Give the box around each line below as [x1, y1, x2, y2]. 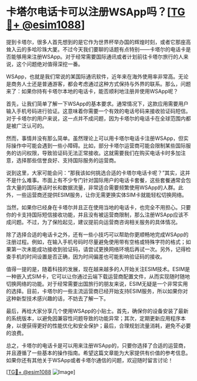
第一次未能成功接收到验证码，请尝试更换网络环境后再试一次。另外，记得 [11, 245, 186, 253]
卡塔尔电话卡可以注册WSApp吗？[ [6, 5, 171, 19]
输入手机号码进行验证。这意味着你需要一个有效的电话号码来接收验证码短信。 [6, 107, 191, 115]
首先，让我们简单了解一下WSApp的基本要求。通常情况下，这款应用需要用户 [6, 100, 189, 107]
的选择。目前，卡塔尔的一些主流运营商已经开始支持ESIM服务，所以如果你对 [6, 288, 188, 295]
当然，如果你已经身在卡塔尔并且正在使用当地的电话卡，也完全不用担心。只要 [6, 203, 191, 210]
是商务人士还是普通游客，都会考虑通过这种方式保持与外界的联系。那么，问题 [6, 80, 191, 87]
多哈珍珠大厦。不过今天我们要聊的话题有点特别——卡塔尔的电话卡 [26, 45, 186, 53]
